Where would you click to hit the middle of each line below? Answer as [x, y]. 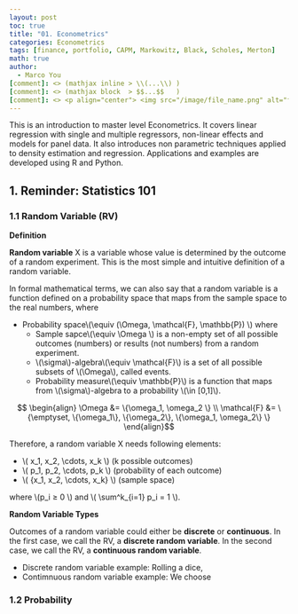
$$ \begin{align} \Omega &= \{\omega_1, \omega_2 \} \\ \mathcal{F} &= [147, 408]
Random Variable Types [54, 515]
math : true [29, 59]
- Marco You [39, 75]
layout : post [33, 17]
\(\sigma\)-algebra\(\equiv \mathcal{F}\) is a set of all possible [149, 362]
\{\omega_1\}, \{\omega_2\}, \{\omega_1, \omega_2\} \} [171, 417]
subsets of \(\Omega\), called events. [103, 372]
